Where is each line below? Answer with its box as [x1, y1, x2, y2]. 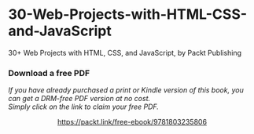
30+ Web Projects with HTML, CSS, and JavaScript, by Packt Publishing [8, 48, 242, 57]
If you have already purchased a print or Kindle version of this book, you [8, 85, 244, 95]
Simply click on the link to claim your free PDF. [8, 102, 160, 111]
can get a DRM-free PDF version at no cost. [8, 94, 151, 103]
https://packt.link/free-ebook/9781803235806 [57, 118, 207, 127]
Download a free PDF [8, 67, 90, 78]
